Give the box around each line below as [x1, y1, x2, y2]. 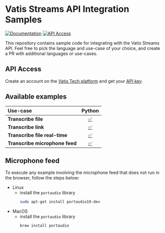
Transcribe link [7, 123, 44, 130]
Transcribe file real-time [7, 131, 68, 138]
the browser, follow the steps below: [5, 175, 80, 181]
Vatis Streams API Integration [5, 3, 129, 15]
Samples [5, 14, 42, 25]
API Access [5, 65, 42, 73]
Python [81, 107, 99, 114]
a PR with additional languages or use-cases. [5, 51, 98, 57]
